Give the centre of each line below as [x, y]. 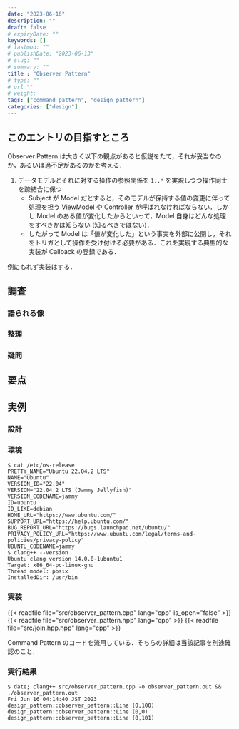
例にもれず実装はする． [42, 266]
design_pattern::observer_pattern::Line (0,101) [81, 718]
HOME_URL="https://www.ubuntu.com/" [62, 515]
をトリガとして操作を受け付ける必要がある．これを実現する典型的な [128, 243]
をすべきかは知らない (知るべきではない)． [91, 225]
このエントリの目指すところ [68, 137]
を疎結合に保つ [40, 189]
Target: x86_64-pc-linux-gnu [51, 565]
